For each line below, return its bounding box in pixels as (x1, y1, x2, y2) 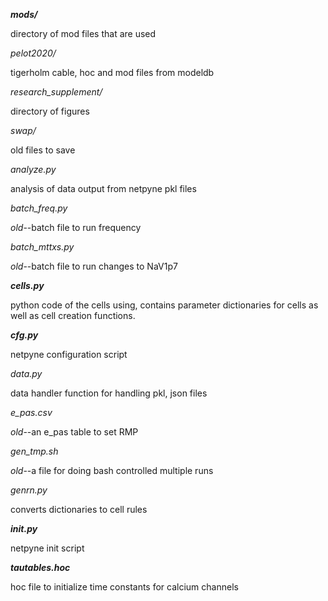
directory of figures (10, 105, 90, 117)
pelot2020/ (10, 47, 57, 59)
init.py (10, 523, 38, 534)
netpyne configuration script (10, 349, 128, 360)
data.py (10, 368, 43, 379)
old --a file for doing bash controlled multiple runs (10, 465, 214, 476)
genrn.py (10, 484, 48, 496)
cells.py (10, 280, 45, 291)
